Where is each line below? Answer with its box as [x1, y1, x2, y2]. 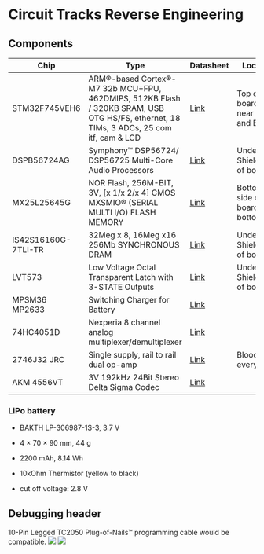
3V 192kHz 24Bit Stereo [88, 372, 179, 383]
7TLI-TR [12, 244, 44, 255]
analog [88, 327, 114, 337]
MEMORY [88, 217, 124, 227]
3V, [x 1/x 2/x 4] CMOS [88, 187, 176, 198]
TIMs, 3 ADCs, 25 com [88, 123, 173, 133]
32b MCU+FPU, [102, 83, 162, 94]
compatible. [8, 537, 47, 547]
